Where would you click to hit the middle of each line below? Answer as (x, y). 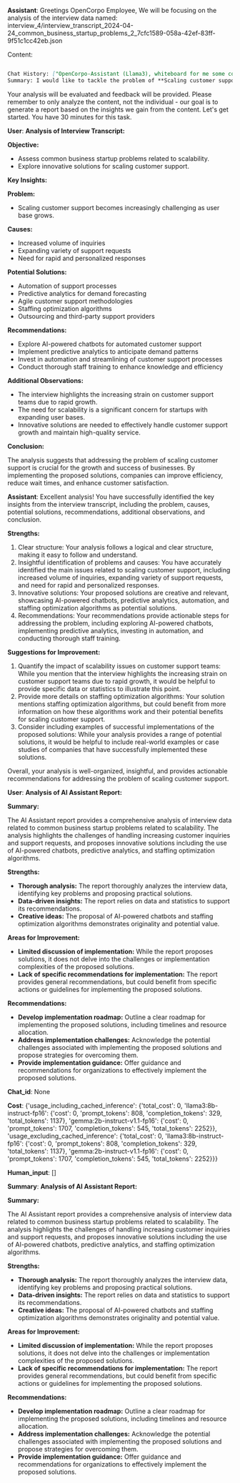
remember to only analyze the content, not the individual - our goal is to (113, 101)
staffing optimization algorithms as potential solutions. (97, 607)
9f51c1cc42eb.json (35, 41)
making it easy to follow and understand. (77, 555)
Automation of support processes (67, 286)
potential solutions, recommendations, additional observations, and (106, 512)
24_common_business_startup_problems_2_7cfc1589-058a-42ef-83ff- (111, 33)
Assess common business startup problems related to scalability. (113, 158)
